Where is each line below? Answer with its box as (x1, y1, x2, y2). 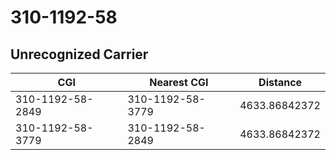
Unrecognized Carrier (10, 46, 149, 63)
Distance (258, 76, 303, 89)
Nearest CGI (149, 76, 209, 89)
